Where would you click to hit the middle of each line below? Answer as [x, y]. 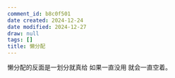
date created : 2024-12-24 [45, 20]
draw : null [23, 33]
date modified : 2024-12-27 [47, 27]
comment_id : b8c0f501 [39, 14]
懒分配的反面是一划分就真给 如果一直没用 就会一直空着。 [89, 67]
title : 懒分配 [26, 46]
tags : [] [20, 40]
